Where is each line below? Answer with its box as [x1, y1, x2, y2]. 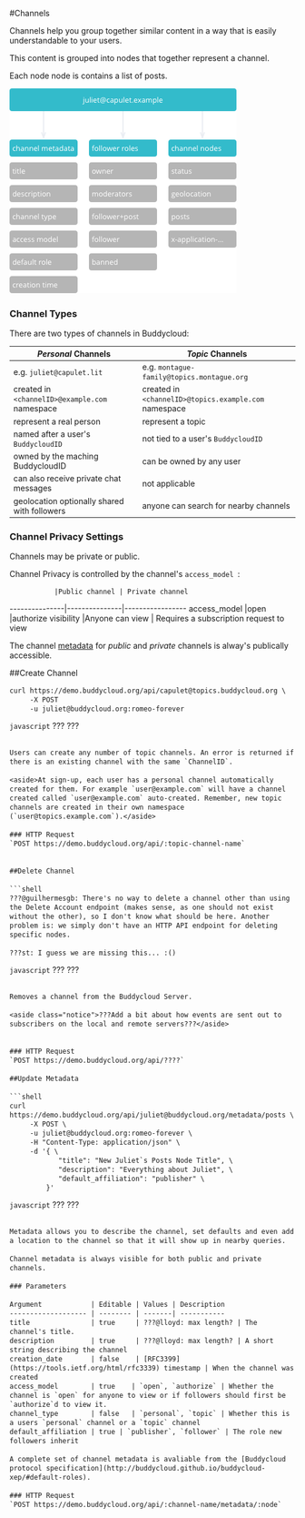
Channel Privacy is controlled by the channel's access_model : [9, 569, 241, 580]
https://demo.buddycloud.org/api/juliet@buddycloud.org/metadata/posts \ [9, 1110, 295, 1120]
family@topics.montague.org [142, 373, 249, 382]
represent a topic [142, 416, 206, 427]
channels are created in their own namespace [9, 803, 184, 813]
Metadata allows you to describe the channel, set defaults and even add [9, 1228, 295, 1237]
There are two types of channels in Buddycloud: [9, 328, 190, 339]
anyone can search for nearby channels [142, 501, 290, 511]
